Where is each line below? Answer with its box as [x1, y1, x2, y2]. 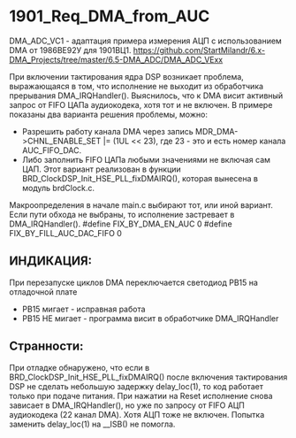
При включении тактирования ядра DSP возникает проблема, [9, 71, 245, 81]
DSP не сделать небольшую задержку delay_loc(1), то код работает [9, 380, 263, 391]
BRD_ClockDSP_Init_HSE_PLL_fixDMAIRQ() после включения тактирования [9, 372, 288, 382]
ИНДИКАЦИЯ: [9, 254, 93, 269]
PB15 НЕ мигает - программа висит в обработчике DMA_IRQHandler [21, 312, 279, 324]
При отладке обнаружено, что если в [9, 362, 150, 373]
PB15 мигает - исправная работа [21, 304, 146, 314]
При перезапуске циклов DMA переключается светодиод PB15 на [9, 277, 259, 288]
